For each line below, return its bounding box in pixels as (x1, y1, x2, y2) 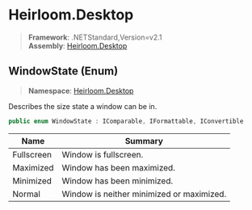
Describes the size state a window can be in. (8, 101, 157, 111)
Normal (12, 188, 40, 199)
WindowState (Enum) (8, 65, 119, 78)
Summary (124, 135, 164, 146)
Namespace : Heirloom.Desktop (27, 86, 134, 95)
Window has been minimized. (61, 175, 174, 187)
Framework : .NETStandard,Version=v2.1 (27, 32, 162, 42)
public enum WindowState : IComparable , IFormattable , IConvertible (8, 117, 244, 125)
